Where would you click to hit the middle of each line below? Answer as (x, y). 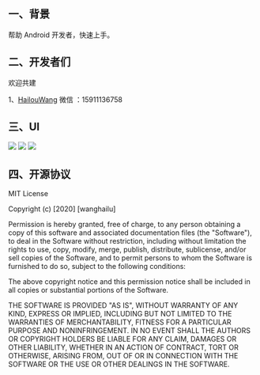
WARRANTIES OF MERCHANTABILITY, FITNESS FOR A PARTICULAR (120, 322)
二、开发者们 (40, 62)
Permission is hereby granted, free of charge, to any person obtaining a (124, 225)
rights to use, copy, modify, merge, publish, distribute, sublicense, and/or (127, 250)
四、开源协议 (40, 174)
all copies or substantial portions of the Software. (88, 290)
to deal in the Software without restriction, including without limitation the (127, 241)
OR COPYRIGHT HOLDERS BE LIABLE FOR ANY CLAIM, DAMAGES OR (122, 339)
